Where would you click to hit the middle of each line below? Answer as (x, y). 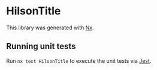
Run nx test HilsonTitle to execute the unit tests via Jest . (79, 60)
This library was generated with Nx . (50, 28)
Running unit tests (41, 46)
